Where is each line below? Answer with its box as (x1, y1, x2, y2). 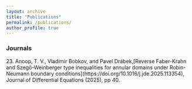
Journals (6, 44, 32, 53)
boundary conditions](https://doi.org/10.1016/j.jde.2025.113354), (30, 70, 185, 77)
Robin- (169, 64, 186, 71)
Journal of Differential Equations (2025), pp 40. (6, 76, 120, 83)
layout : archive (6, 8, 46, 15)
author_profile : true (6, 25, 59, 31)
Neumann (6, 70, 30, 77)
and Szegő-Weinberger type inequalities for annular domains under (6, 64, 169, 71)
